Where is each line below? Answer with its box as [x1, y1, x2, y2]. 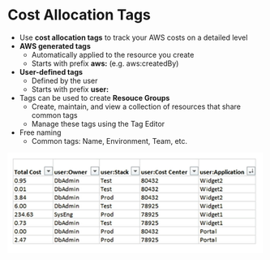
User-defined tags [19, 67, 83, 76]
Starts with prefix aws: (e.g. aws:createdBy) [31, 58, 179, 68]
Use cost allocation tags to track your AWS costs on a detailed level [19, 32, 248, 42]
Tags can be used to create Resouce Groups [19, 93, 170, 102]
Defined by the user [31, 76, 98, 85]
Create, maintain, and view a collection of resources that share [31, 102, 241, 111]
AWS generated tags [19, 41, 91, 50]
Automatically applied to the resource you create [31, 50, 195, 59]
